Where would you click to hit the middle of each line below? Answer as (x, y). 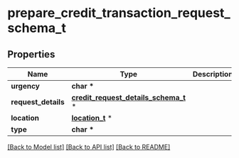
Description (213, 74)
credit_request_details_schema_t (129, 97)
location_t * (92, 118)
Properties (31, 54)
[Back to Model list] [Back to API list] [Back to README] (89, 147)
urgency (26, 86)
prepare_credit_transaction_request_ (119, 13)
